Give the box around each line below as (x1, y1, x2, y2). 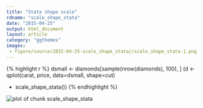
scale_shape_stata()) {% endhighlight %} (15, 83, 118, 90)
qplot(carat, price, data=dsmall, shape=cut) (6, 71, 115, 79)
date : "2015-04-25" (6, 20, 56, 26)
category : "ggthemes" (6, 37, 61, 43)
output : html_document (6, 25, 64, 32)
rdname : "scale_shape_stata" (6, 15, 80, 21)
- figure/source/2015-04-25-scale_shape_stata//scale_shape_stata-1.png (9, 49, 198, 55)
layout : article (6, 32, 47, 38)
